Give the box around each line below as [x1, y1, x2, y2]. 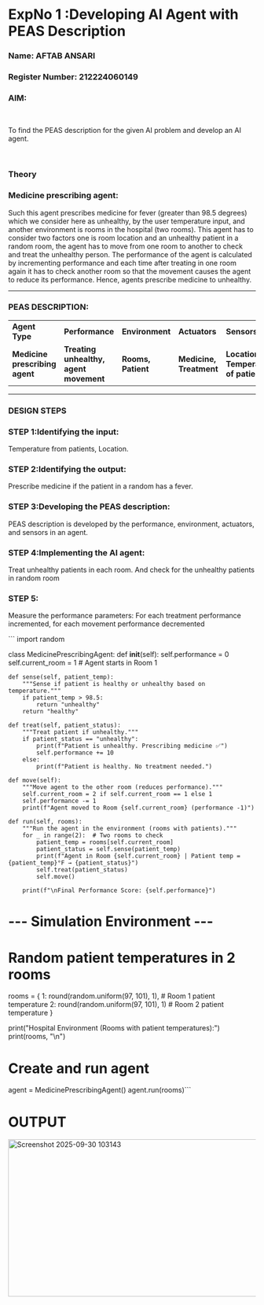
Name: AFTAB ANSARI [8, 50, 96, 61]
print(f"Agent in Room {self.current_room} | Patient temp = [36, 852, 241, 861]
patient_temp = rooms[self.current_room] [36, 839, 174, 846]
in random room [8, 573, 60, 583]
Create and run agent [8, 1060, 150, 1077]
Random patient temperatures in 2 [8, 949, 236, 967]
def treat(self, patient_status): [8, 721, 122, 729]
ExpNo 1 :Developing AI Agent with [8, 6, 239, 24]
